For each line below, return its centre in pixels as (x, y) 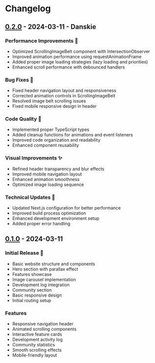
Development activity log (37, 339)
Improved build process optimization (49, 213)
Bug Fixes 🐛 (19, 80)
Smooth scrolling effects (37, 350)
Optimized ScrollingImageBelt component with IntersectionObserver (81, 51)
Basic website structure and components (54, 264)
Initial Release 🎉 (25, 253)
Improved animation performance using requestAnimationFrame (77, 57)
